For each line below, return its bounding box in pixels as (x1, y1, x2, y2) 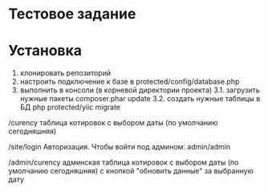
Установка (8, 42, 83, 60)
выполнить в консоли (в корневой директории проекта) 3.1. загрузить (19, 85, 261, 95)
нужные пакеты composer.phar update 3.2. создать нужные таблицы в (19, 94, 261, 104)
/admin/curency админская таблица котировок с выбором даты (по (8, 157, 239, 167)
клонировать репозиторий (19, 68, 111, 78)
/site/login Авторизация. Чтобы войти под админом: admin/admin (8, 142, 231, 152)
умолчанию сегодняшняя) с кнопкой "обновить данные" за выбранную (8, 166, 254, 176)
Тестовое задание (8, 5, 136, 23)
